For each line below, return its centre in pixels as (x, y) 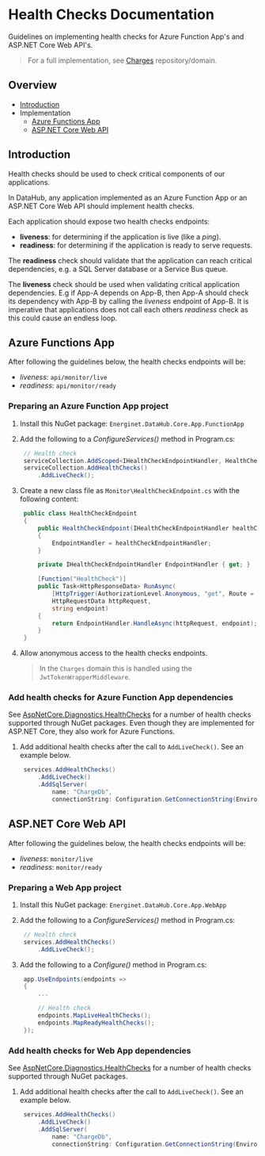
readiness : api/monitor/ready (68, 385)
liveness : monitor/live (56, 859)
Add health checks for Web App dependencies (100, 1051)
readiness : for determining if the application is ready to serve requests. (136, 245)
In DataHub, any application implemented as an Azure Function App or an (128, 197)
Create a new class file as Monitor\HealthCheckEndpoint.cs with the (129, 491)
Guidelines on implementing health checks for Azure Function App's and (126, 36)
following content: (49, 499)
